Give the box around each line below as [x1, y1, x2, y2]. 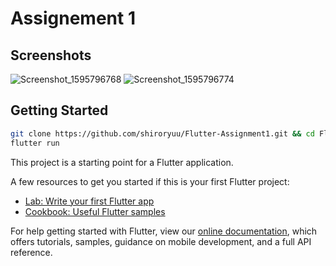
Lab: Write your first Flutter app [24, 195, 155, 207]
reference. [10, 246, 53, 258]
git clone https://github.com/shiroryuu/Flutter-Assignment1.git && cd [10, 128, 315, 139]
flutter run [10, 138, 60, 148]
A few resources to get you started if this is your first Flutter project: [10, 175, 290, 187]
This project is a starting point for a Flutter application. [10, 156, 234, 168]
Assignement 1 [10, 7, 136, 30]
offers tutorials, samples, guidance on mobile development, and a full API [10, 235, 312, 247]
